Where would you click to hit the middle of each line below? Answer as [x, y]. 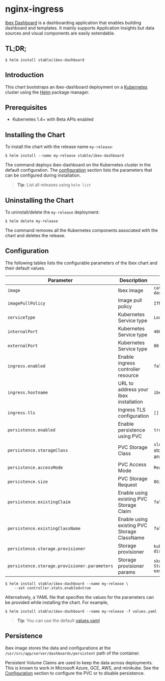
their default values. [25, 268]
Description [134, 280]
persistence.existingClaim [39, 502]
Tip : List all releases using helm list [54, 185]
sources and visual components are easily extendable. [60, 33]
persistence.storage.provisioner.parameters [60, 566]
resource [128, 375]
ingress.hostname [28, 392]
